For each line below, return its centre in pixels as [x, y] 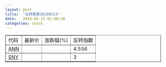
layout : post [19, 10]
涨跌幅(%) [56, 41]
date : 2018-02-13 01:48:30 [35, 19]
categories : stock [24, 23]
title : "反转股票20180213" [33, 14]
